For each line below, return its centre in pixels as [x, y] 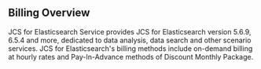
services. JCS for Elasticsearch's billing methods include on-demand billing [130, 48]
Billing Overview [49, 13]
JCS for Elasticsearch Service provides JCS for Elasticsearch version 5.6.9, [130, 31]
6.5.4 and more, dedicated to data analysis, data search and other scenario [130, 40]
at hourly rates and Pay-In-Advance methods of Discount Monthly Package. [131, 56]
